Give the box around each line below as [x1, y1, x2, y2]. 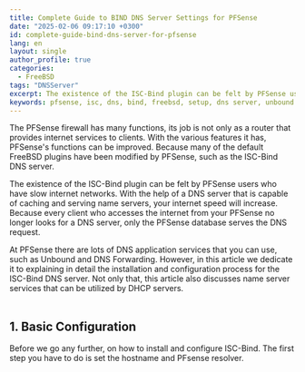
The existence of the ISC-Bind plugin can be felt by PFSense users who [9, 179, 277, 190]
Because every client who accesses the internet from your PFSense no [9, 208, 275, 219]
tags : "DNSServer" [9, 81, 79, 90]
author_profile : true [9, 55, 92, 64]
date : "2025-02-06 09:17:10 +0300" [9, 22, 144, 31]
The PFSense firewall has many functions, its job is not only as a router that [9, 122, 291, 133]
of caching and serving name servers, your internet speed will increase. [9, 198, 279, 209]
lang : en [9, 38, 43, 48]
